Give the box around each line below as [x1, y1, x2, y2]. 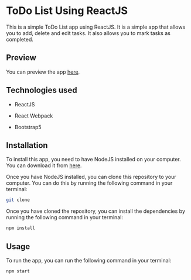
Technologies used [6, 85, 77, 95]
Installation [6, 140, 48, 150]
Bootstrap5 [14, 123, 42, 130]
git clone [6, 197, 30, 203]
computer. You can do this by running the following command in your [6, 179, 173, 186]
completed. [6, 36, 33, 43]
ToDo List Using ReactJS [6, 4, 128, 18]
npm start [6, 268, 30, 274]
